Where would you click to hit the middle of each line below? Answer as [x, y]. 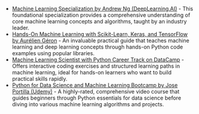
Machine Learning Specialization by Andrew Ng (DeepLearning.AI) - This [103, 9]
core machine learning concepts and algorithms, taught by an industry [99, 21]
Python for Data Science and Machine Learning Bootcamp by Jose [95, 85]
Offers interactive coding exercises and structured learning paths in [96, 66]
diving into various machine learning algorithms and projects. [88, 104]
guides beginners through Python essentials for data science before [96, 98]
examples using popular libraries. [53, 53]
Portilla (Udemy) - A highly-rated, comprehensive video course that [96, 91]
